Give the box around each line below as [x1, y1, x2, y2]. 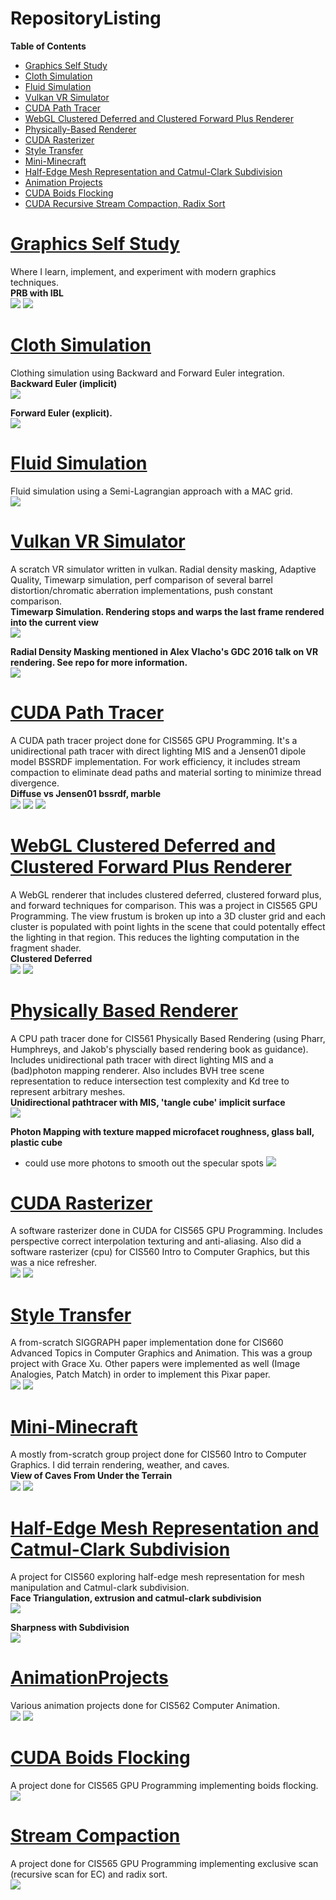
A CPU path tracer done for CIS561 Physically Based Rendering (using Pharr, [10, 1032, 326, 1044]
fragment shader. [10, 942, 82, 954]
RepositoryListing [10, 7, 162, 30]
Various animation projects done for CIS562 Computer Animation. [10, 1700, 280, 1712]
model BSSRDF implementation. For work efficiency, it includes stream [10, 755, 301, 767]
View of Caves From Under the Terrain [10, 1470, 173, 1482]
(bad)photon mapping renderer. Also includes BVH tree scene [10, 1064, 265, 1076]
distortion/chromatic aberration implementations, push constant [10, 584, 273, 596]
